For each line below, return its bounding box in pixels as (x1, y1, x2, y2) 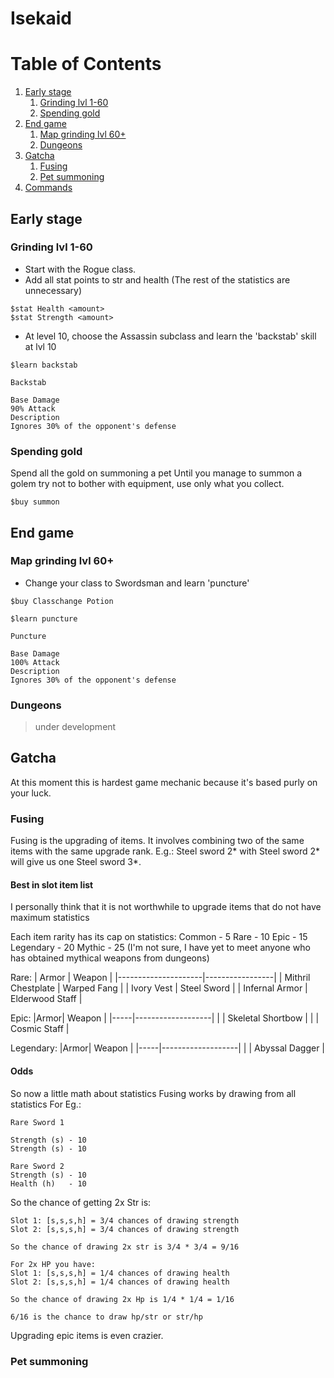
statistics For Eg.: (10, 1098, 82, 1110)
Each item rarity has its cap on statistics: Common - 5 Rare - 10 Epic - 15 (10, 931, 308, 943)
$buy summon (10, 497, 60, 507)
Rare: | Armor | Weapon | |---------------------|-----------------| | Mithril (10, 972, 311, 984)
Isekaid (10, 7, 72, 30)
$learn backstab (10, 360, 78, 370)
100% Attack (10, 657, 60, 667)
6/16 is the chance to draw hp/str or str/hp (10, 1312, 203, 1322)
